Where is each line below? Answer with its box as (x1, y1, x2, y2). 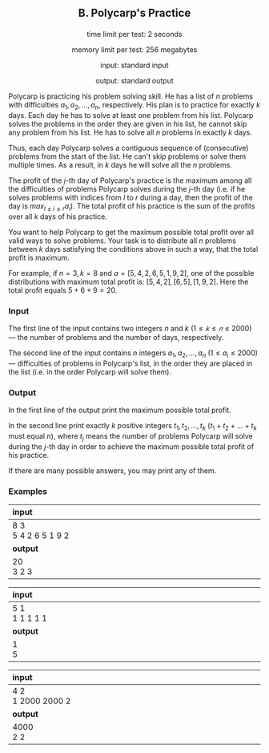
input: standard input (99, 60, 170, 71)
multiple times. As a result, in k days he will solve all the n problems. (8, 160, 232, 170)
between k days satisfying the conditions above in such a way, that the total (8, 244, 259, 253)
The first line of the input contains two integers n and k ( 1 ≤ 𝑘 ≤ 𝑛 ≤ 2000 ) (8, 324, 252, 334)
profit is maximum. (8, 253, 70, 262)
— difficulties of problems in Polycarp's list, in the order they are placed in (8, 358, 253, 368)
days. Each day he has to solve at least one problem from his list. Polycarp (8, 111, 254, 120)
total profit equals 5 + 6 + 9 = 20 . (8, 285, 118, 295)
